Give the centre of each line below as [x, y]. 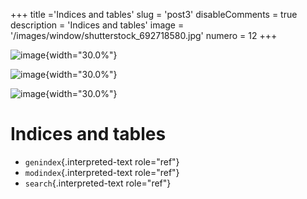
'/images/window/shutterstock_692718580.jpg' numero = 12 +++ [144, 35]
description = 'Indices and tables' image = [97, 25]
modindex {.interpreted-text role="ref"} [102, 172]
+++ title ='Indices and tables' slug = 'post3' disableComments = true [154, 14]
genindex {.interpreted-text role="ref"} [102, 161]
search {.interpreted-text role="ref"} [98, 183]
